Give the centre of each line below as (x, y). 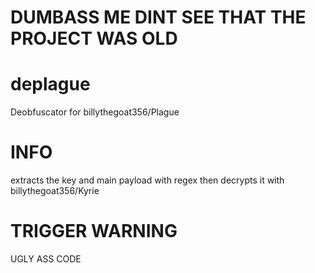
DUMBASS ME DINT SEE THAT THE (158, 17)
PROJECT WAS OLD (94, 38)
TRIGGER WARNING (94, 231)
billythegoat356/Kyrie (55, 191)
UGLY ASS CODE (46, 259)
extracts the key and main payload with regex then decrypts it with (147, 180)
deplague (50, 84)
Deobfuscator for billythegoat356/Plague (95, 112)
